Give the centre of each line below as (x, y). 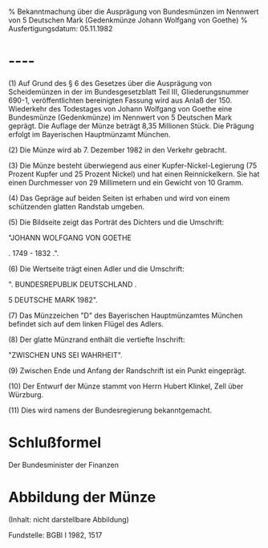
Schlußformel (55, 442)
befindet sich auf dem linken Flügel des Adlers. (86, 323)
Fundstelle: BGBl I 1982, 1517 (55, 535)
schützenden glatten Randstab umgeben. (77, 206)
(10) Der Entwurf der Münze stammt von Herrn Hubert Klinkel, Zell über (126, 386)
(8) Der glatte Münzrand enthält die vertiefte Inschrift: (97, 339)
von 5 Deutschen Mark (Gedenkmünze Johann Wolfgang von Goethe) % (128, 20)
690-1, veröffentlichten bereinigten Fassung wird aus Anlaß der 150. (120, 100)
